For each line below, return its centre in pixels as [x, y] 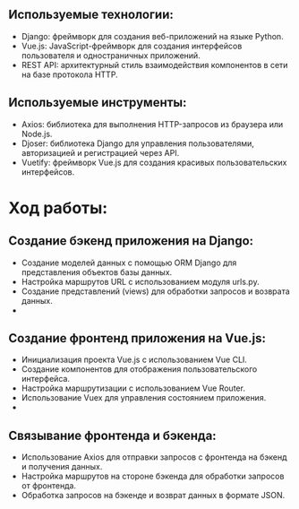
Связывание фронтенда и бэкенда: [112, 435]
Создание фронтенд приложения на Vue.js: [137, 338]
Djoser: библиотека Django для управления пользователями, [137, 143]
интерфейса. [46, 379]
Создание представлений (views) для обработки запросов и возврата [155, 291]
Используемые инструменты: [98, 103]
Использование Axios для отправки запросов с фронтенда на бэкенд [154, 457]
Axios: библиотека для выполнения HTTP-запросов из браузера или [152, 124]
